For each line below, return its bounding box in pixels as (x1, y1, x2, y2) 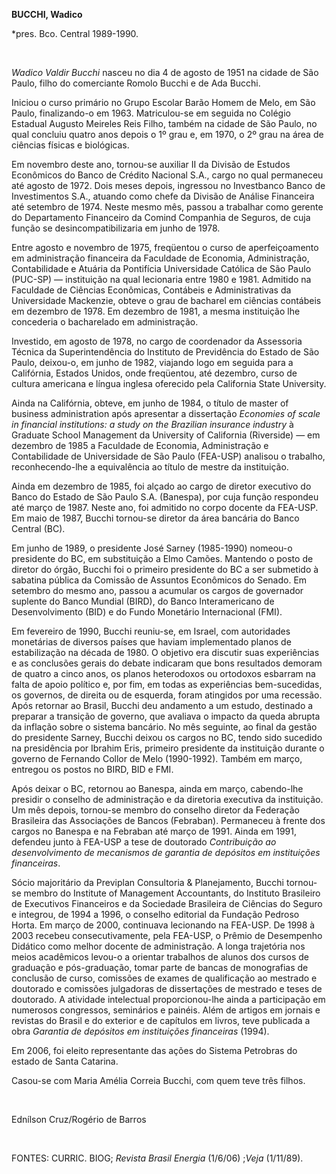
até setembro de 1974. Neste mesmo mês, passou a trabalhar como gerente (11, 201, 324, 213)
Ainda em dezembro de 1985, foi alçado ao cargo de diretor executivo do (11, 480, 312, 492)
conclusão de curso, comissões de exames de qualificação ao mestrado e (11, 972, 318, 984)
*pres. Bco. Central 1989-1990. (11, 28, 139, 39)
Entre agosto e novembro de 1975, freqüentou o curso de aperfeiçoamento (11, 242, 319, 253)
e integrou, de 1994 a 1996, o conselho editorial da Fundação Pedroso (11, 909, 300, 920)
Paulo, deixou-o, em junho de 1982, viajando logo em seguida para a (11, 357, 294, 368)
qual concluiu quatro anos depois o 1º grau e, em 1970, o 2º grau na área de (11, 129, 324, 140)
